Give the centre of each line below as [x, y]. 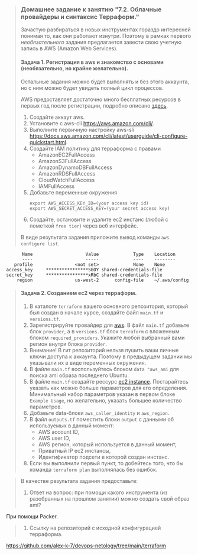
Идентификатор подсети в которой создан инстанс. [104, 457]
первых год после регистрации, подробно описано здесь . [94, 105]
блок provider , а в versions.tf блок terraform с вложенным [104, 331]
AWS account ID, [59, 431]
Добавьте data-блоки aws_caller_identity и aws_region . [99, 413]
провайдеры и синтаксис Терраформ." [80, 17]
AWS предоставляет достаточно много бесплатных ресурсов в [101, 99]
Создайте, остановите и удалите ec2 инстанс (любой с [99, 219]
